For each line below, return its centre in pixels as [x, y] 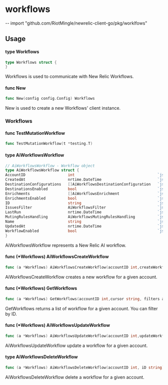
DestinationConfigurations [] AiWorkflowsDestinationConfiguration [78, 184]
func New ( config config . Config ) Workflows [50, 99]
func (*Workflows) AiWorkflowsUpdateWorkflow [57, 325]
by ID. [11, 314]
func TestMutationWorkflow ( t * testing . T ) [49, 144]
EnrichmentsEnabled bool [41, 198]
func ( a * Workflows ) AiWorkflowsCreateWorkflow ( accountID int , [72, 267]
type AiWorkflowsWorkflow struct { [42, 170]
